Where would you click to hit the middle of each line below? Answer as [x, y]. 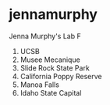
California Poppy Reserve [61, 76]
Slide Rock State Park [55, 67]
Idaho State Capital [51, 92]
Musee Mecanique [50, 60]
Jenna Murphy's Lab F [45, 36]
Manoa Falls [39, 85]
